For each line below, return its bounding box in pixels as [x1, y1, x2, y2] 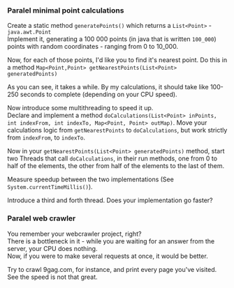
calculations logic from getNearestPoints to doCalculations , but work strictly [7, 126, 228, 135]
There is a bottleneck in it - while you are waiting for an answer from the [7, 236, 215, 245]
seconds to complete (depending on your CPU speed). [20, 90, 177, 99]
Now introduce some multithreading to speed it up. [7, 104, 154, 112]
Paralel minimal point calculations [7, 6, 124, 15]
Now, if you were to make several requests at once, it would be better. [7, 252, 208, 260]
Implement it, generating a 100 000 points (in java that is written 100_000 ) [7, 35, 217, 43]
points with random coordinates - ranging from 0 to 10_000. [7, 43, 179, 51]
